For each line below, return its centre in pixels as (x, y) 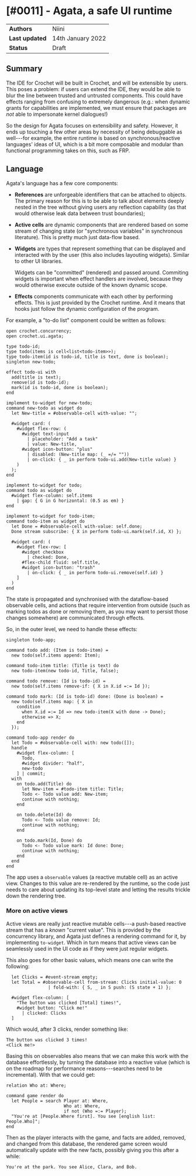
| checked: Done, (48, 557)
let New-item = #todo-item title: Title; (73, 789)
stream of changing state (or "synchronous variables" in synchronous (99, 231)
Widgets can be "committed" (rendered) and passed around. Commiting (102, 272)
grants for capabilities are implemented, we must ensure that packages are (97, 108)
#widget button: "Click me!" (52, 1008)
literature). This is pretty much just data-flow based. (77, 237)
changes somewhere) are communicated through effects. (75, 618)
